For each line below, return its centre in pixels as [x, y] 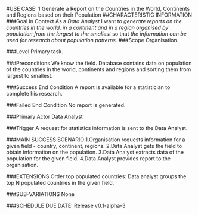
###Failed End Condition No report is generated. [66, 105]
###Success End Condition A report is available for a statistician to [88, 87]
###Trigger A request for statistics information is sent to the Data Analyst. [97, 128]
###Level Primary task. [35, 52]
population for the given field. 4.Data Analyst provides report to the [89, 159]
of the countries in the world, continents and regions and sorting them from [99, 69]
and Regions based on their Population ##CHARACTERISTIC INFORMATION [99, 15]
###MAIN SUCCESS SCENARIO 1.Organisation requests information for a [96, 140]
